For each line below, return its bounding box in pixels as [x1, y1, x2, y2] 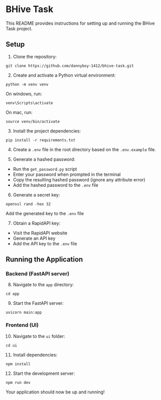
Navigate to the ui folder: [13, 333, 65, 339]
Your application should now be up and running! [6, 389, 105, 395]
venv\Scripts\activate [6, 100, 53, 105]
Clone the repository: [13, 53, 57, 59]
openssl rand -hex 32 [6, 202, 51, 207]
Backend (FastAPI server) [6, 271, 70, 278]
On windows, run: [6, 91, 42, 97]
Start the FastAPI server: [13, 300, 64, 306]
